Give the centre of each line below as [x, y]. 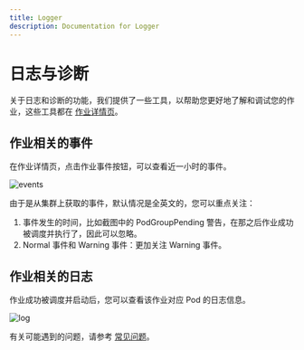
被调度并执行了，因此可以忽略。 [82, 234]
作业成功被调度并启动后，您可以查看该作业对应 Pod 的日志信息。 [130, 300]
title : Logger [36, 18]
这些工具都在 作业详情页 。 [74, 112]
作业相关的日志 [51, 276]
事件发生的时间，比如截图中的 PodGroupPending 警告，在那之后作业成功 [158, 222]
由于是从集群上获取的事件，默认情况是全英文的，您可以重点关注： [132, 203]
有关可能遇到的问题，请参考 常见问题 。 [82, 336]
